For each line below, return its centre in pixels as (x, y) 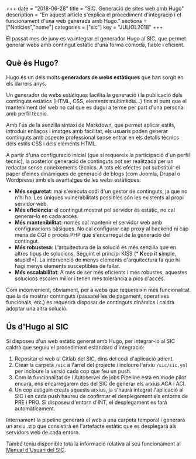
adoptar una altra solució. (37, 308)
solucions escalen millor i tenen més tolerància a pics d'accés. (90, 278)
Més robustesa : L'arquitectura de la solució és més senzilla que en (95, 247)
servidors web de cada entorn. (43, 432)
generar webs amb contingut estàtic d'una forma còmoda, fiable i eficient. (95, 45)
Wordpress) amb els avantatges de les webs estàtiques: (74, 180)
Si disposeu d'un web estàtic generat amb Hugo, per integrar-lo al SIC (91, 341)
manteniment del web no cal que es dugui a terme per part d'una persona (95, 107)
